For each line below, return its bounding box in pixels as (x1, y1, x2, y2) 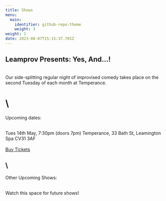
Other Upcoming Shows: (5, 175, 57, 181)
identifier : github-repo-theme (14, 22, 81, 27)
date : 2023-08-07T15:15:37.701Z (5, 36, 74, 42)
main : (10, 17, 22, 22)
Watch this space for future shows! (5, 190, 79, 196)
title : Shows (5, 7, 33, 13)
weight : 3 (14, 27, 36, 32)
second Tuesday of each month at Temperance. (5, 79, 107, 86)
